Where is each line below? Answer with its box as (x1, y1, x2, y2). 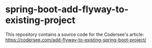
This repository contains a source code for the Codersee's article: (5, 31, 144, 37)
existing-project (5, 14, 76, 26)
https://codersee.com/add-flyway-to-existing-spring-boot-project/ (5, 37, 147, 43)
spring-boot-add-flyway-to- (5, 4, 129, 15)
